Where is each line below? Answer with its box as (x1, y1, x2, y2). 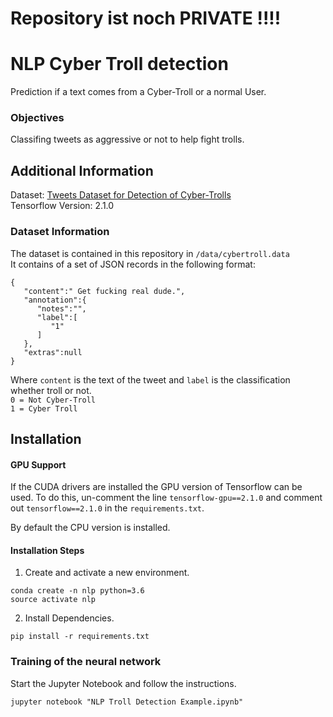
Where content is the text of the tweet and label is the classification (10, 373, 291, 386)
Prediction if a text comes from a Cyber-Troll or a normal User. (10, 86, 267, 98)
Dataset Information (10, 225, 110, 239)
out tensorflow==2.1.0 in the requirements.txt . (10, 502, 205, 514)
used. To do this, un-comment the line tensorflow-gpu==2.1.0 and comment (10, 492, 323, 504)
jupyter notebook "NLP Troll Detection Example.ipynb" (10, 697, 244, 707)
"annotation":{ (23, 295, 87, 305)
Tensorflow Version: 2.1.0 (10, 200, 115, 212)
